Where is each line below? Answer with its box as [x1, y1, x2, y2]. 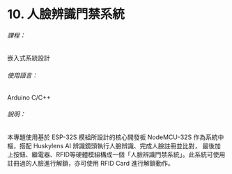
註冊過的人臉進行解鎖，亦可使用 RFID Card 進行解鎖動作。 [7, 159, 174, 167]
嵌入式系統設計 [7, 54, 50, 63]
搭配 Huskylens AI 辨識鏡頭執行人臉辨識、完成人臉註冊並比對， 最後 [19, 141, 215, 150]
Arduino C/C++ [7, 93, 51, 102]
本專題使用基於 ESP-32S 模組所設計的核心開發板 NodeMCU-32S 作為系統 [7, 133, 218, 141]
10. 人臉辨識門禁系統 [7, 6, 125, 22]
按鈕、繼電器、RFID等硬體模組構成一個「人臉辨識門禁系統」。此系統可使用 [13, 150, 226, 159]
